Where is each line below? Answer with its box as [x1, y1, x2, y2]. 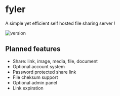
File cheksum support [12, 74, 58, 80]
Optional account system [12, 63, 65, 69]
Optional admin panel [12, 79, 57, 85]
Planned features [5, 44, 61, 54]
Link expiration [12, 85, 44, 91]
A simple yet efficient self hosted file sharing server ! [5, 20, 115, 26]
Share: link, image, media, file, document [12, 58, 98, 64]
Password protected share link [12, 69, 76, 75]
